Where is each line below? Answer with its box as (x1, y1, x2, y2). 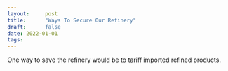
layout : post (7, 10, 58, 18)
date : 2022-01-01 (7, 30, 58, 37)
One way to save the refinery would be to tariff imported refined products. (7, 56, 221, 64)
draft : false (7, 23, 61, 30)
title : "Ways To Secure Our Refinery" (7, 17, 137, 24)
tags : (7, 37, 23, 44)
